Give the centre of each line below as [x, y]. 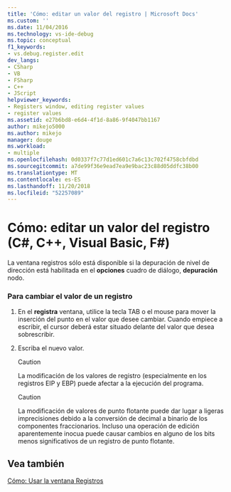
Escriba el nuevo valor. [51, 348]
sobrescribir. [36, 335]
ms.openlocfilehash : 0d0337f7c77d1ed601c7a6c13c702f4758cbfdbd [103, 160]
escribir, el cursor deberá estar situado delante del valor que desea [116, 327]
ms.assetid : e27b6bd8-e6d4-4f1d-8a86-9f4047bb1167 [84, 120]
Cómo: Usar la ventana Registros [55, 481]
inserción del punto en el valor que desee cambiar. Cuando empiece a [120, 319]
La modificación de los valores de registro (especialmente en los [112, 376]
